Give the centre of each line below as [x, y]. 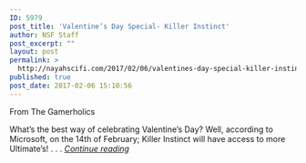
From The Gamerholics [52, 111]
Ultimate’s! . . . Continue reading [70, 148]
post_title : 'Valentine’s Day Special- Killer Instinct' [120, 26]
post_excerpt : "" [42, 43]
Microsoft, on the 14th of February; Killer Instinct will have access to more [148, 138]
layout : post [34, 52]
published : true [40, 77]
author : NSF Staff [44, 35]
